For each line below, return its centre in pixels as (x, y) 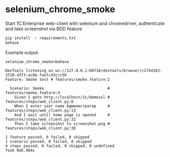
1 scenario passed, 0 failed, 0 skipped (49, 141)
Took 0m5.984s (20, 150)
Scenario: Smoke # (60, 88)
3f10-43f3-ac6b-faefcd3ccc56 (36, 75)
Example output (22, 52)
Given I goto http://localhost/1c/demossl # (62, 97)
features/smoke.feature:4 (32, 93)
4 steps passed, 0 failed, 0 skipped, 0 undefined (60, 146)
